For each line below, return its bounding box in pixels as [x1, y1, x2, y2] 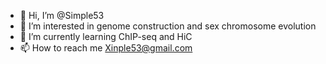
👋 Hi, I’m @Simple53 [19, 10, 105, 21]
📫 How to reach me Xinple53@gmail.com [19, 42, 193, 54]
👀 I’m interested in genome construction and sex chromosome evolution [19, 20, 317, 32]
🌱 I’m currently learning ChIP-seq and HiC [19, 31, 193, 42]
